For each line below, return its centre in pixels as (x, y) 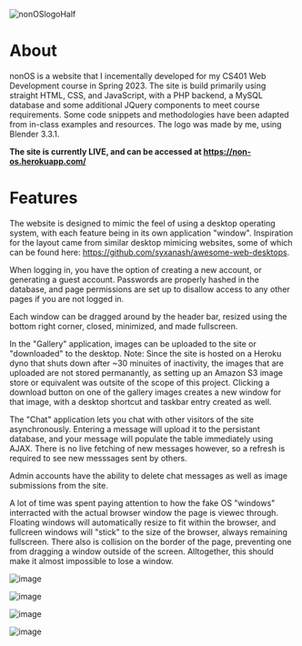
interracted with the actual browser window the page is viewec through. (144, 512)
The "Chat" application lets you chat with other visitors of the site (132, 419)
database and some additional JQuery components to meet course (135, 105)
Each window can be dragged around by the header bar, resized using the (148, 316)
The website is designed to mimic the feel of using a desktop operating (142, 223)
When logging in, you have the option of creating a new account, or (136, 269)
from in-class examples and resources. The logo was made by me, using (146, 124)
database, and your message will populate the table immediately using (141, 439)
